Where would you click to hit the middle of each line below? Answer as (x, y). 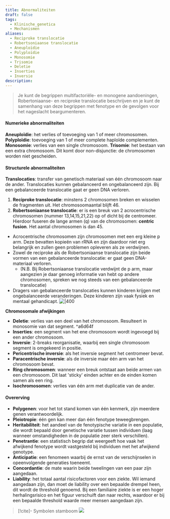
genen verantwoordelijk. (38, 414)
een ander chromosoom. (38, 337)
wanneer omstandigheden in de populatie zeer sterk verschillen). (80, 436)
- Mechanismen (25, 29)
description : (19, 81)
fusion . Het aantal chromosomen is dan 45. (58, 227)
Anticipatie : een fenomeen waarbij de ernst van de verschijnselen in (84, 457)
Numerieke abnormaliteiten (35, 123)
